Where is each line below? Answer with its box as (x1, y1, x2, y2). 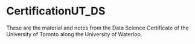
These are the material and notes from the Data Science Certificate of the (6, 24, 189, 31)
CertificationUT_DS (6, 4, 106, 18)
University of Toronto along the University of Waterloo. (6, 30, 142, 37)
